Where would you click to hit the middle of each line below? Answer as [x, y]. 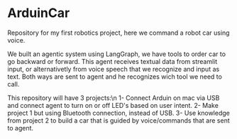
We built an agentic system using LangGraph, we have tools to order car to [116, 54]
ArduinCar [39, 13]
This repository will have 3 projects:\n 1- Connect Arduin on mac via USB [114, 98]
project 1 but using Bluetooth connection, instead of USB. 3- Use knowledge [119, 113]
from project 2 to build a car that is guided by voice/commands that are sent [119, 120]
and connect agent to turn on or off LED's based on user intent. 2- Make [113, 105]
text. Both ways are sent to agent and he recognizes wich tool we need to [115, 77]
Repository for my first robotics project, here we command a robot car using [118, 33]
